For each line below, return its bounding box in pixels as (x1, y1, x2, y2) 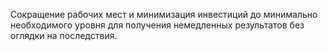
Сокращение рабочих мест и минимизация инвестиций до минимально (10, 9, 318, 20)
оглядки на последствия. (10, 30, 118, 41)
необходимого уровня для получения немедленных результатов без (10, 19, 305, 31)
